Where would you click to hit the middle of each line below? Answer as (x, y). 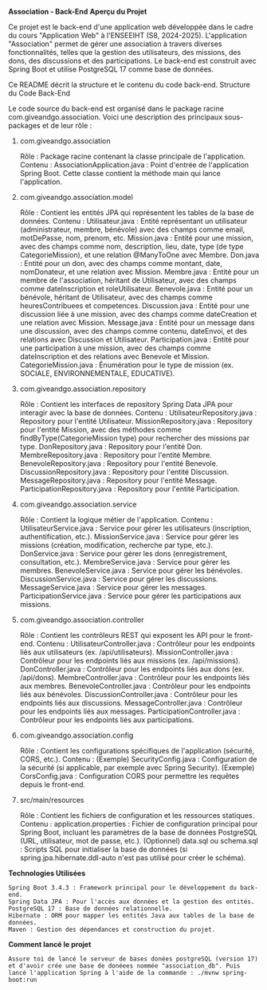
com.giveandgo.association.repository (83, 389)
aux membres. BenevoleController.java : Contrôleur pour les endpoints (135, 686)
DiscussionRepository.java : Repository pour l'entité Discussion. (124, 472)
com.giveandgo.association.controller (82, 620)
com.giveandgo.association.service (78, 504)
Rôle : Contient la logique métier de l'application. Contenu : (116, 520)
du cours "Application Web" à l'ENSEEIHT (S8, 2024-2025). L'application (128, 35)
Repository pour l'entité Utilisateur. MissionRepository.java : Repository (136, 421)
